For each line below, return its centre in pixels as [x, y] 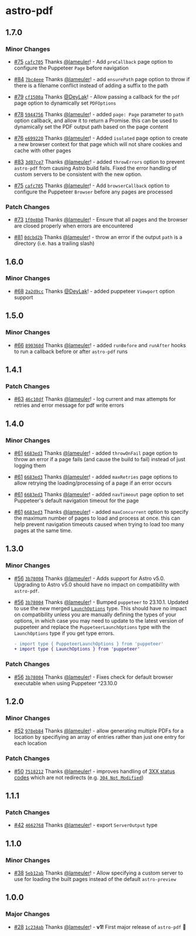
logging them [30, 465]
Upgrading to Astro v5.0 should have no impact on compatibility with [97, 584]
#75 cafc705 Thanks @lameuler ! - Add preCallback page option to [93, 61]
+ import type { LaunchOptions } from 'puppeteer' [77, 649]
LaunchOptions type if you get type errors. [64, 633]
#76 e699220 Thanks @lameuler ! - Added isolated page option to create [101, 138]
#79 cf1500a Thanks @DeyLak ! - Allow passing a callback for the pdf [97, 96]
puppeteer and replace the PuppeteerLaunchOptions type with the [92, 627]
